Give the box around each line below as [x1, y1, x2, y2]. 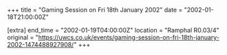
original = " [7, 33, 39, 41]
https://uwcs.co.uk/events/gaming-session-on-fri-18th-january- [38, 33, 220, 41]
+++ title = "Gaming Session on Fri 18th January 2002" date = [7, 6, 183, 14]
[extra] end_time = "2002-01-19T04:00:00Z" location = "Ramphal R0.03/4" [7, 26, 219, 34]
